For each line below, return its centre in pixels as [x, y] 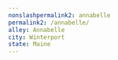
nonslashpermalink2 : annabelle [59, 15]
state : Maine [29, 44]
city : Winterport [37, 37]
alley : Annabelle [37, 30]
